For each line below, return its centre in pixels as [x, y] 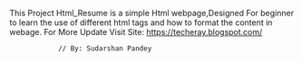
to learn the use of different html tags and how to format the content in [141, 22]
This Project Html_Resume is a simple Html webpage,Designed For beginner [152, 13]
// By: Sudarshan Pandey [105, 49]
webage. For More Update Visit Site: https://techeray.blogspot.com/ [136, 32]
